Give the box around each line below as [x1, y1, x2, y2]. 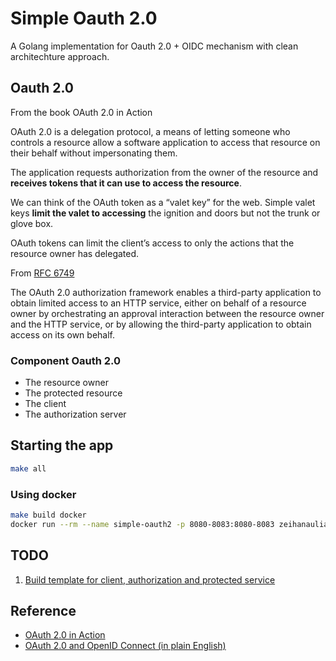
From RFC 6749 [10, 267, 75, 279]
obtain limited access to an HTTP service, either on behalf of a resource [10, 297, 307, 309]
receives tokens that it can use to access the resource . [10, 177, 242, 189]
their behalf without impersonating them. [10, 147, 178, 159]
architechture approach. [10, 50, 110, 62]
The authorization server [24, 408, 127, 421]
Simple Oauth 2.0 [10, 7, 158, 30]
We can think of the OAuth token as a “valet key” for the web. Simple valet [10, 196, 316, 208]
